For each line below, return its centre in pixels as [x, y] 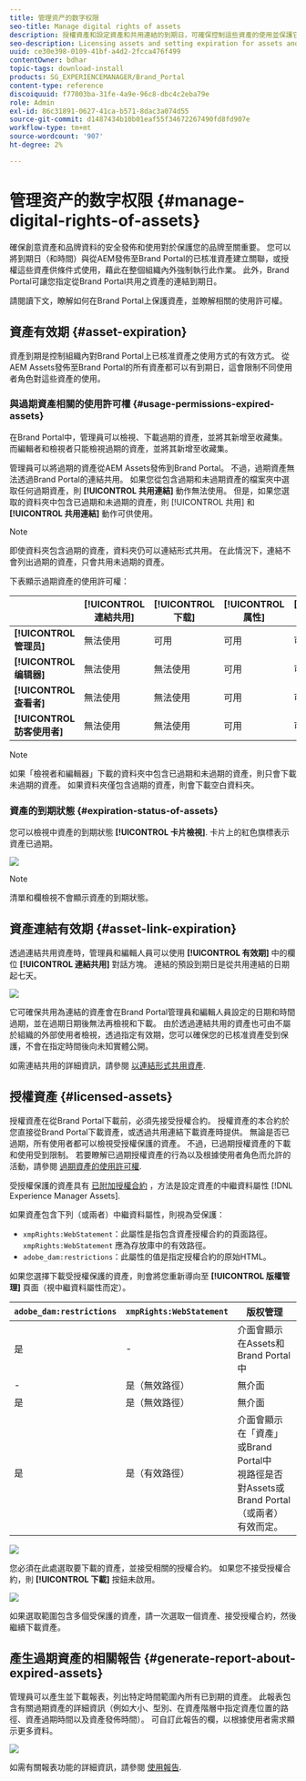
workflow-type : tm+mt [51, 128]
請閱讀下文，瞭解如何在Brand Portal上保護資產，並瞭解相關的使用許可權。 [148, 300]
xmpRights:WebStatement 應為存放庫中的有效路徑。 [117, 1245]
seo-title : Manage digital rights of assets [95, 26]
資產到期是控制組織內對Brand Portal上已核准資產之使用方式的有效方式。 [144, 355]
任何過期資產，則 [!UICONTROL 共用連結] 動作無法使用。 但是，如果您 [149, 490]
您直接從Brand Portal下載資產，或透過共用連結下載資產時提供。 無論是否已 [149, 1132]
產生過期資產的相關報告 [75, 1659]
